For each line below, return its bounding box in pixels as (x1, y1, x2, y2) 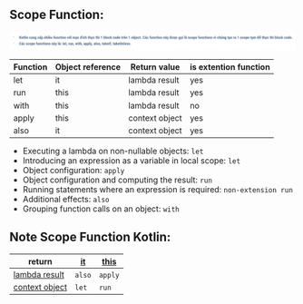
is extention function (190, 61, 270, 72)
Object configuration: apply (22, 164, 125, 175)
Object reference (54, 61, 121, 72)
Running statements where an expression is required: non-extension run (22, 183, 293, 194)
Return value (130, 61, 181, 72)
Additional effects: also (22, 193, 110, 204)
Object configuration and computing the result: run (22, 174, 213, 185)
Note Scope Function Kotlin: (9, 229, 171, 244)
